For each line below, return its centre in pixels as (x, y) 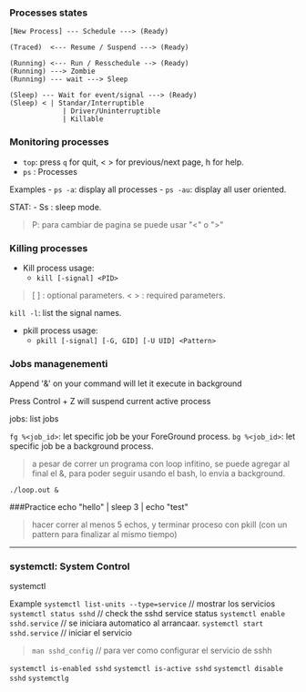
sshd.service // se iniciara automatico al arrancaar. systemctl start (137, 623)
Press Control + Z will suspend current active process (110, 402)
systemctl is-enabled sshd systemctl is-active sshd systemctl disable (147, 669)
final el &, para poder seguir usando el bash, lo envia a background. (158, 473)
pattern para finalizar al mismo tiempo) (104, 534)
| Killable (83, 119)
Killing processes (49, 248)
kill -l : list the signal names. (66, 312)
